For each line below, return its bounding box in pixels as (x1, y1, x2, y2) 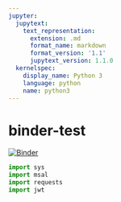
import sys (8, 163, 45, 171)
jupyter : (8, 11, 38, 20)
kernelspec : (15, 64, 56, 72)
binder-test (8, 122, 86, 139)
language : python (23, 79, 81, 87)
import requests (8, 179, 63, 187)
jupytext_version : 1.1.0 (29, 57, 114, 65)
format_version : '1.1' (29, 49, 106, 57)
